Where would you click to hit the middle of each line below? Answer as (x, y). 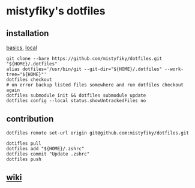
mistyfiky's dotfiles (56, 11)
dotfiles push (24, 159)
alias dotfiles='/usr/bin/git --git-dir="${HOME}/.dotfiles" (84, 69)
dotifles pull (24, 143)
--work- (174, 69)
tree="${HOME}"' (26, 74)
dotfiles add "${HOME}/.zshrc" (45, 148)
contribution (30, 119)
